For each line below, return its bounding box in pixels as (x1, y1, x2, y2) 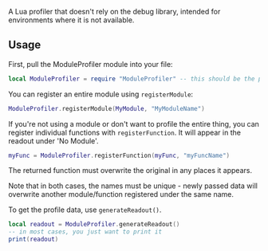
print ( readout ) (8, 235, 59, 244)
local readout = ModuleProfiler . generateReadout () (8, 221, 180, 229)
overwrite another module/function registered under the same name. (8, 190, 234, 199)
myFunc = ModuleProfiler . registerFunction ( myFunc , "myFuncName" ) (8, 151, 230, 159)
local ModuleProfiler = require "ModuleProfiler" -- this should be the (8, 75, 255, 83)
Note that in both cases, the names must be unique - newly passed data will (8, 181, 258, 190)
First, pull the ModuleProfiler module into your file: (8, 59, 173, 69)
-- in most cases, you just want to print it (8, 228, 162, 236)
